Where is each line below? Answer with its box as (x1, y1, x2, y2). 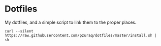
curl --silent (4, 29, 34, 33)
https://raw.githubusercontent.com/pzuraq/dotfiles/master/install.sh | (4, 33, 157, 38)
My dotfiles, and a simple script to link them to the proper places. (4, 19, 136, 25)
